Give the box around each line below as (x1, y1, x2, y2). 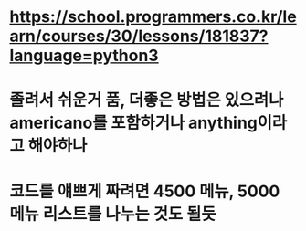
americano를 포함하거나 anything (9, 112, 259, 133)
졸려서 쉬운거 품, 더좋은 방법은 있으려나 (9, 89, 284, 110)
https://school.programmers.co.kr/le (9, 6, 297, 27)
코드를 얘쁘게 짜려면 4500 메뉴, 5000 (9, 181, 280, 202)
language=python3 (9, 46, 159, 66)
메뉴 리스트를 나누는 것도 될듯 (9, 204, 216, 225)
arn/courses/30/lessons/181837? (9, 26, 269, 47)
